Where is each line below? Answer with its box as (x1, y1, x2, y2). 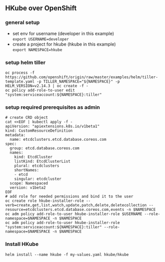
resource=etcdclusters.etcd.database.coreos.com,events (5, 207, 124, 212)
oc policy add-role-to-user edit (5, 88, 75, 93)
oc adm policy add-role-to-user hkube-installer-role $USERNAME (5, 211, 142, 217)
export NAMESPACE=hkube (12, 47, 63, 52)
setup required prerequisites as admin (5, 104, 100, 111)
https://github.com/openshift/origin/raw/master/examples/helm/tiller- (5, 75, 158, 80)
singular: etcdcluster (14, 176, 62, 182)
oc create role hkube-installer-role (5, 198, 84, 203)
